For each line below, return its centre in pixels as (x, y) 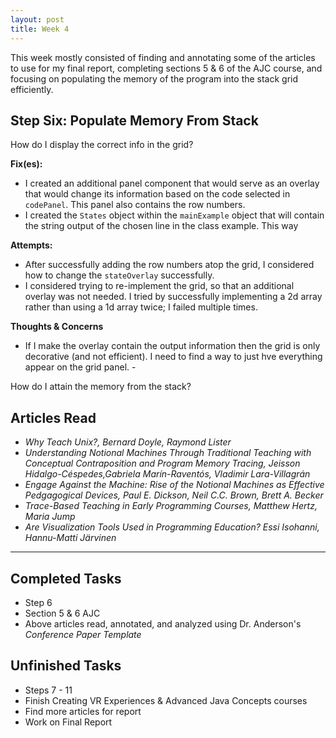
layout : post (37, 19)
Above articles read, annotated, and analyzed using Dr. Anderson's (163, 623)
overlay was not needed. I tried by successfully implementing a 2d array (173, 297)
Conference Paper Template (83, 634)
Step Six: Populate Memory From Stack (134, 120)
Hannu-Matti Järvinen (70, 538)
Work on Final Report (68, 722)
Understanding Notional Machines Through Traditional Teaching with (168, 453)
